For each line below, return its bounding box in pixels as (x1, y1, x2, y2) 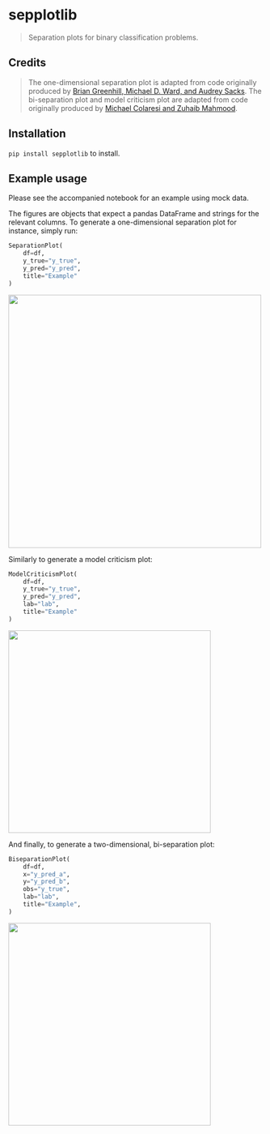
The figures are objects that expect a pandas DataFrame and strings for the (8, 209, 259, 219)
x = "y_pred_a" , (23, 870, 70, 878)
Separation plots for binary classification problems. (27, 32, 199, 42)
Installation (8, 127, 66, 141)
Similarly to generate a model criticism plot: (8, 554, 153, 564)
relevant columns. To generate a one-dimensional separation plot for (8, 217, 237, 228)
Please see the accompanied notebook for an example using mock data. (8, 193, 249, 203)
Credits (8, 56, 47, 70)
